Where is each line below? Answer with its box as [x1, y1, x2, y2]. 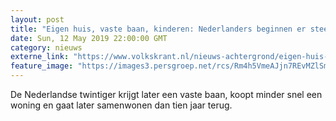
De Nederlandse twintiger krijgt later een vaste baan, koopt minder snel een [10, 89, 323, 100]
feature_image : [10, 61, 74, 71]
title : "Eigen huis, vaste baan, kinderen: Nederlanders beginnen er [10, 24, 307, 34]
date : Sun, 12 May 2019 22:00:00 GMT [10, 33, 168, 43]
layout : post [10, 14, 65, 25]
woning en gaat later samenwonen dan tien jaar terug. [10, 99, 233, 111]
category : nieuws [10, 42, 83, 53]
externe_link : [10, 52, 70, 62]
